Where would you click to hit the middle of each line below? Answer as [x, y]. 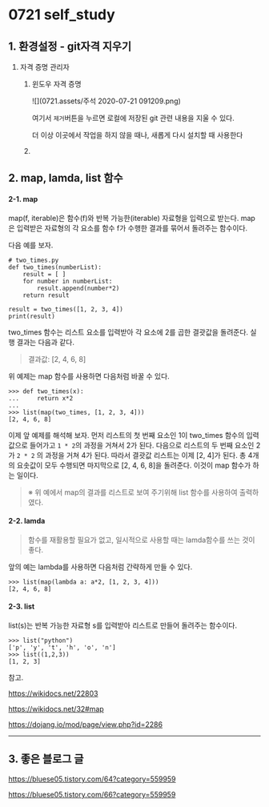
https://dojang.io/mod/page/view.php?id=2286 [85, 725]
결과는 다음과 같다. [45, 342]
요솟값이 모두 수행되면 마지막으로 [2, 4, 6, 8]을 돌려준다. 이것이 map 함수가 [134, 465]
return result [46, 295]
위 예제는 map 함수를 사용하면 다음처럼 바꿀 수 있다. [89, 376]
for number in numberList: [68, 281]
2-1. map [23, 199]
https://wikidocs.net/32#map [56, 709]
